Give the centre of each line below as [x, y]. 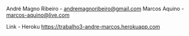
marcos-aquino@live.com [38, 15]
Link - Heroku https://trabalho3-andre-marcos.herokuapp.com [83, 27]
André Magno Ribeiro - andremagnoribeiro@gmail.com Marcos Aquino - [95, 9]
